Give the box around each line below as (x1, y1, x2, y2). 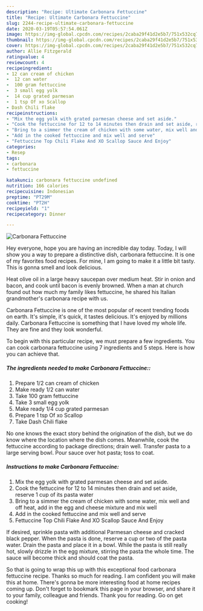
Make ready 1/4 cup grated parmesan (14, 405, 109, 413)
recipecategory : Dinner (6, 211, 66, 217)
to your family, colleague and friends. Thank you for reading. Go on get (6, 592, 183, 599)
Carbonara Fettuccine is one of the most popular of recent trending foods (6, 307, 189, 314)
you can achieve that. (6, 350, 60, 358)
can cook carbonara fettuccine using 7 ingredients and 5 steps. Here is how (6, 344, 195, 351)
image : (6, 31, 23, 38)
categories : (6, 143, 36, 150)
